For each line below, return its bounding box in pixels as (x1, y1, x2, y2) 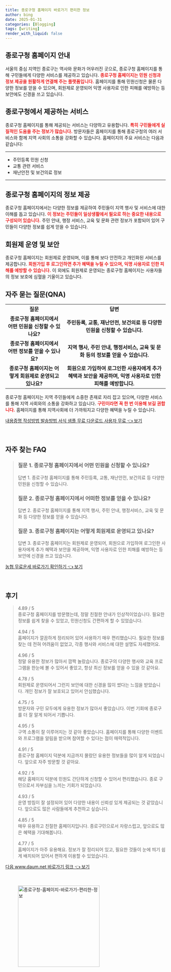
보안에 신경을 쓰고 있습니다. (17, 553, 73, 559)
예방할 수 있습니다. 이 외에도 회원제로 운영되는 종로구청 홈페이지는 (14, 268, 145, 274)
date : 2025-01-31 (5, 17, 42, 22)
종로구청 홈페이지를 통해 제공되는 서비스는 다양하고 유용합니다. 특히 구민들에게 (5, 122, 160, 128)
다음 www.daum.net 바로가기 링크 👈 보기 (5, 864, 90, 870)
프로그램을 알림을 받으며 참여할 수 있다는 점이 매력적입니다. (23, 735, 140, 742)
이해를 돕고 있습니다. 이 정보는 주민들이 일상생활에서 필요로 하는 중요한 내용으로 (5, 211, 161, 217)
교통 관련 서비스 (12, 163, 44, 169)
